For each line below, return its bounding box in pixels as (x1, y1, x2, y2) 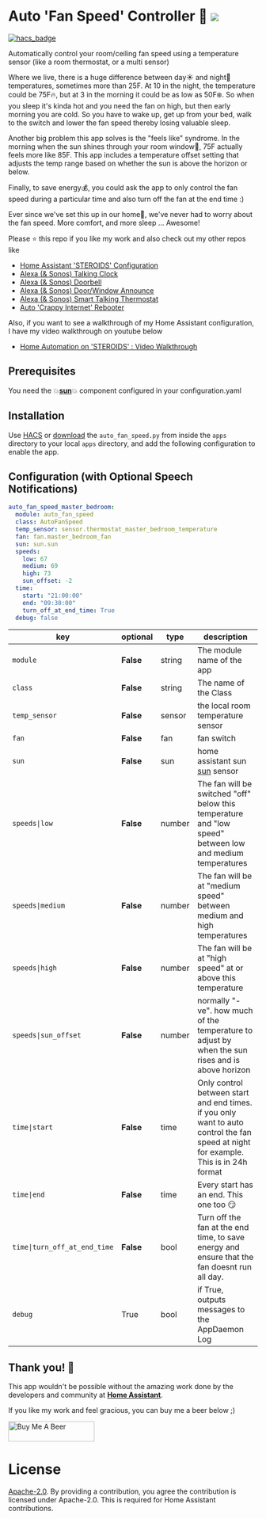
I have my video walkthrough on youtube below (8, 326, 163, 336)
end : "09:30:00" (22, 599, 77, 607)
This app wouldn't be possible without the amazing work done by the (8, 1382, 234, 1391)
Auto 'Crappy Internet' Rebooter (19, 303, 125, 312)
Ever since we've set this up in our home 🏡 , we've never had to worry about (8, 209, 253, 219)
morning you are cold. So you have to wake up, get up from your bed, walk (8, 109, 252, 119)
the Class (197, 687, 232, 699)
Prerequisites (8, 364, 76, 379)
